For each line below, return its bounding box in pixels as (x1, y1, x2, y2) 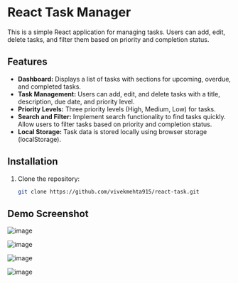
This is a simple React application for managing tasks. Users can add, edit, (7, 28, 226, 36)
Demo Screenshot (7, 207, 89, 220)
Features (7, 56, 48, 68)
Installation (7, 155, 58, 167)
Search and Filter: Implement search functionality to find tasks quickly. (17, 112, 226, 121)
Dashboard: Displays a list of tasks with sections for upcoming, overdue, (17, 74, 231, 83)
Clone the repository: (17, 174, 80, 183)
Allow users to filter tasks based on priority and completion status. (17, 120, 212, 128)
